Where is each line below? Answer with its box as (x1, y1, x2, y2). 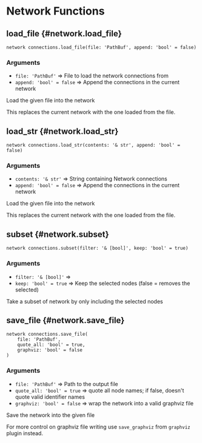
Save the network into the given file (6, 411, 95, 419)
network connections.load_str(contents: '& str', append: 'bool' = (6, 142, 181, 148)
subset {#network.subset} (6, 229, 109, 239)
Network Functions (6, 4, 105, 18)
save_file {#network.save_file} (6, 315, 125, 325)
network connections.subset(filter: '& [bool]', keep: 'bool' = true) (6, 245, 189, 251)
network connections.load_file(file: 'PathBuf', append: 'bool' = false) (6, 44, 197, 50)
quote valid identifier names (15, 393, 85, 401)
